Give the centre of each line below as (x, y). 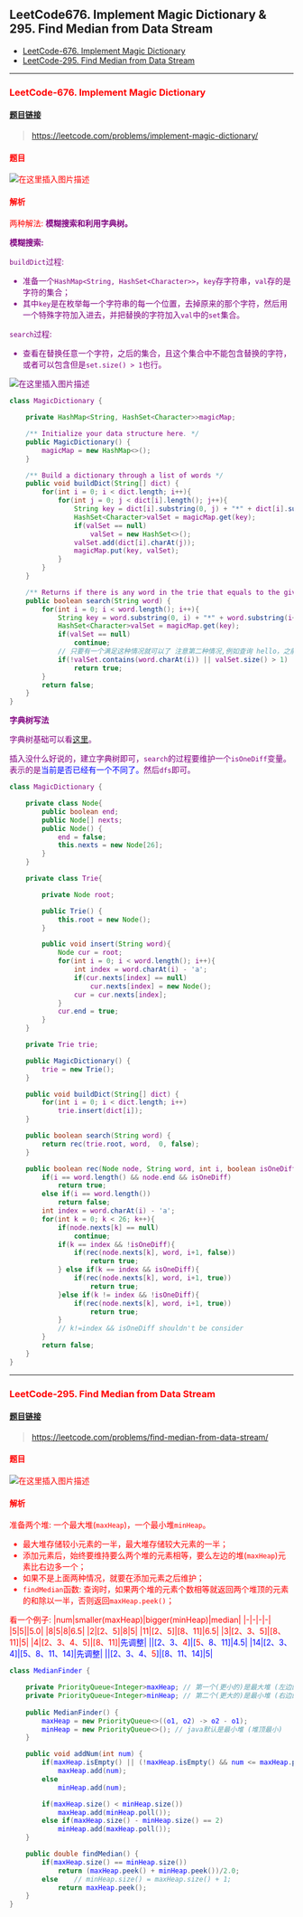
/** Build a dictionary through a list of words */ (124, 475)
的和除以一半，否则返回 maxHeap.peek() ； (98, 1601)
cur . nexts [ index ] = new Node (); (151, 986)
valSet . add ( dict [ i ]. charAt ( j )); (134, 543)
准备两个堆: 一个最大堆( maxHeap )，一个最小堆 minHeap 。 (110, 1525)
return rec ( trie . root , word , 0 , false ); (121, 1144)
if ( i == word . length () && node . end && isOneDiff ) (137, 1177)
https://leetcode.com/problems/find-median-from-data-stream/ (150, 1437)
